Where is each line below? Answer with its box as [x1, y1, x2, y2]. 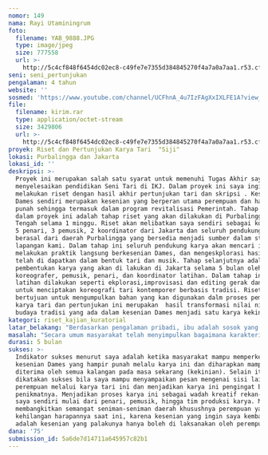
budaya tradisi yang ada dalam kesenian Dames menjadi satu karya [15, 308, 241, 316]
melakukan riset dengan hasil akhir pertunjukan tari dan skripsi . [15, 189, 248, 198]
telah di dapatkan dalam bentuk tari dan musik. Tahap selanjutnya [15, 256, 245, 264]
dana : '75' [8, 427, 45, 435]
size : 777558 [15, 49, 59, 57]
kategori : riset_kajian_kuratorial [8, 316, 127, 324]
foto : [8, 26, 26, 34]
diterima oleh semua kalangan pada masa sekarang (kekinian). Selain [15, 368, 251, 376]
